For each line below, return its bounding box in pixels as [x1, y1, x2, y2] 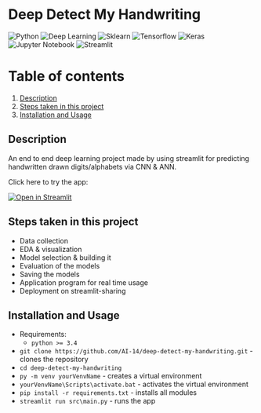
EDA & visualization [19, 244, 82, 254]
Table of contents [8, 68, 125, 86]
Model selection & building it [19, 253, 111, 262]
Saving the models [19, 269, 80, 279]
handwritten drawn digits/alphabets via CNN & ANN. [8, 162, 177, 171]
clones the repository [19, 355, 89, 364]
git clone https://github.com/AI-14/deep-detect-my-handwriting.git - [19, 346, 253, 356]
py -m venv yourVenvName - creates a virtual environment [19, 371, 202, 381]
